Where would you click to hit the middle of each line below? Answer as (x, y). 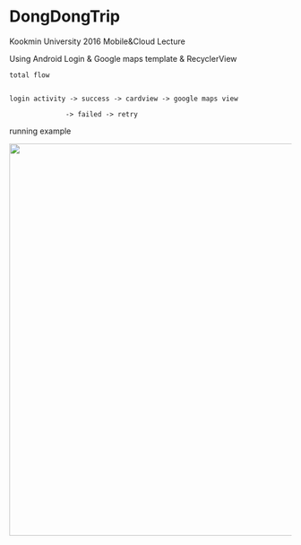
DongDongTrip (65, 17)
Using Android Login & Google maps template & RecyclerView (123, 58)
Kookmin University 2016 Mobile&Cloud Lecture (97, 41)
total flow (30, 75)
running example (40, 131)
